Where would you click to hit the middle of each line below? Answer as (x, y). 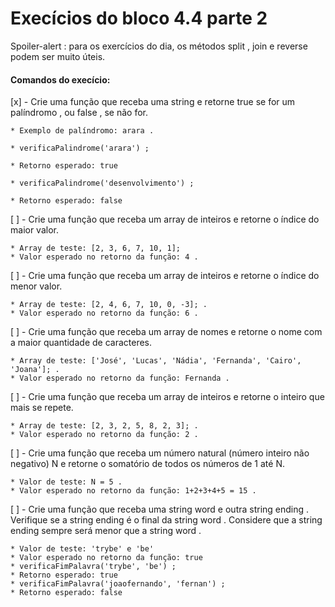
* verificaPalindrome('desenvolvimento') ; (102, 183)
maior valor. (34, 230)
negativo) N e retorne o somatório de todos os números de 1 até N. (147, 464)
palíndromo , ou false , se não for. (79, 113)
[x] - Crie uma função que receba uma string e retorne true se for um (153, 102)
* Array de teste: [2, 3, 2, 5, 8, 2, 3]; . (104, 426)
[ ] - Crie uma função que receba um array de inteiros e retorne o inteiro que (167, 397)
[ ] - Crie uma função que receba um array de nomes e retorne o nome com (166, 332)
